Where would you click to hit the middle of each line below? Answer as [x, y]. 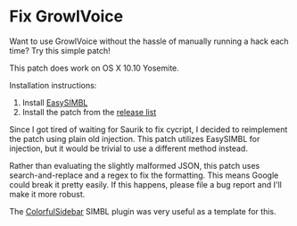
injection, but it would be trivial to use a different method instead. [128, 148]
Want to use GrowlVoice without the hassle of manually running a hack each [149, 41]
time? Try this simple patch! [60, 50]
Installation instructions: [53, 85]
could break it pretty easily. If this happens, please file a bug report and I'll [146, 184]
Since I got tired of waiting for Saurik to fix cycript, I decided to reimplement [148, 129]
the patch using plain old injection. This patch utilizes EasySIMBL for [135, 138]
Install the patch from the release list [89, 112]
